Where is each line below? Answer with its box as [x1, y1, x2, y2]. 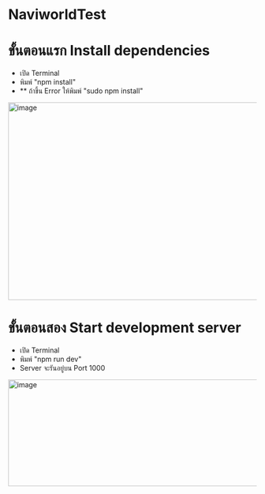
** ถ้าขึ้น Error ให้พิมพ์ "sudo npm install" [19, 86, 144, 96]
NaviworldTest [8, 6, 106, 24]
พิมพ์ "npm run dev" [19, 354, 82, 364]
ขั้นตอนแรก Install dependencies [8, 42, 211, 60]
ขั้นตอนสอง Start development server [8, 319, 242, 337]
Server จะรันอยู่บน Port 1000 [19, 364, 106, 373]
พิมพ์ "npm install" [19, 77, 77, 87]
